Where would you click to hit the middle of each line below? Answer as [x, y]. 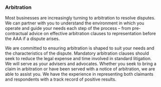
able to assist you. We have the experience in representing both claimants [79, 74]
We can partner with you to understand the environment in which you [75, 23]
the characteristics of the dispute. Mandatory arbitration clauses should [77, 53]
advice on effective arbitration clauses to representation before [92, 34]
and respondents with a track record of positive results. [61, 79]
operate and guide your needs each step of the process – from [68, 28]
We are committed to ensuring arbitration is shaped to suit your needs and [80, 48]
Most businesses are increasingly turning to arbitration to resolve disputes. [80, 18]
